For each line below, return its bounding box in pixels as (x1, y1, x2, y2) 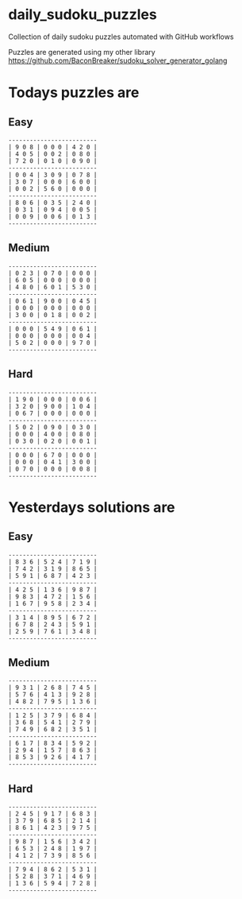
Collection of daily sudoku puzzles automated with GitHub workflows (8, 32, 234, 41)
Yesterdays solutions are (8, 498, 176, 516)
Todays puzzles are (8, 83, 140, 102)
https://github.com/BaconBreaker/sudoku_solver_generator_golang (8, 56, 228, 65)
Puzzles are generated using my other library (8, 47, 156, 56)
